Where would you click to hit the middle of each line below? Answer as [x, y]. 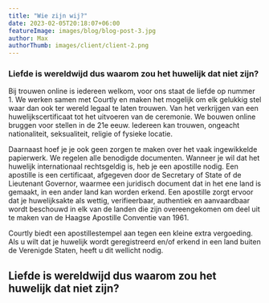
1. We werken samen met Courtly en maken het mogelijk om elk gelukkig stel [135, 100]
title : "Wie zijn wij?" [48, 16]
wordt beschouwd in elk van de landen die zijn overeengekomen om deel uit [134, 209]
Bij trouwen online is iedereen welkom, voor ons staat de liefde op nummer [132, 91]
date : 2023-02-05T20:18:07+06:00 [64, 23]
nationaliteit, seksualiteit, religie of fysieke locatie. [91, 134]
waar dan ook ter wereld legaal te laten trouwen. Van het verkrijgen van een [133, 109]
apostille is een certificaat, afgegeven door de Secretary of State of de [125, 175]
